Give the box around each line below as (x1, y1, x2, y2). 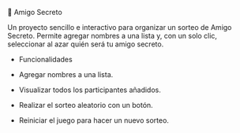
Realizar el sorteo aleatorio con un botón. (18, 101, 153, 109)
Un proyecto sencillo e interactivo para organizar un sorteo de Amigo (7, 23, 232, 31)
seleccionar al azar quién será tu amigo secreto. (7, 39, 164, 49)
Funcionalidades (18, 55, 73, 64)
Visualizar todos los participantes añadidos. (18, 85, 161, 94)
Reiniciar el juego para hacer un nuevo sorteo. (18, 116, 169, 125)
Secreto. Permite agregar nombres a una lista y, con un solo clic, (7, 31, 218, 40)
